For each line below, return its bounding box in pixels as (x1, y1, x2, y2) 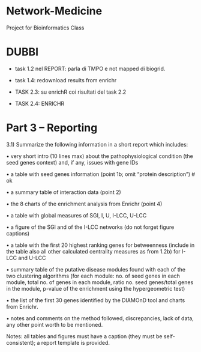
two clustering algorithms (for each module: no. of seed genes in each (6, 272, 180, 279)
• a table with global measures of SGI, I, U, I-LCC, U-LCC (6, 211, 147, 219)
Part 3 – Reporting (6, 121, 98, 135)
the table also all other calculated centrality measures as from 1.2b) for (6, 247, 181, 255)
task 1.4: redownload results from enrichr (14, 76, 117, 83)
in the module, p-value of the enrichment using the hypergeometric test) (6, 285, 185, 292)
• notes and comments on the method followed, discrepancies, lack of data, (6, 314, 194, 322)
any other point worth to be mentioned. (6, 321, 103, 328)
